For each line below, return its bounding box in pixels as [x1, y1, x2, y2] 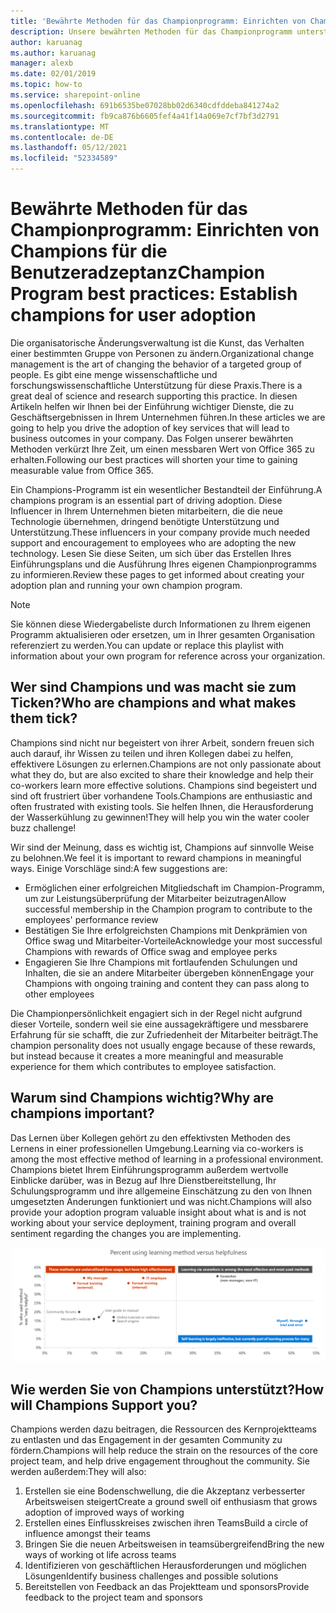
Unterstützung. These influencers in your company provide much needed [10, 526, 310, 538]
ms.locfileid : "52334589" [10, 153, 118, 164]
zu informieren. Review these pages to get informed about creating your [10, 568, 305, 580]
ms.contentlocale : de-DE [10, 132, 114, 142]
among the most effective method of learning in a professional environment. [10, 1153, 324, 1165]
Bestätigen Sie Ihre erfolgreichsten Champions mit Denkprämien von [24, 924, 308, 936]
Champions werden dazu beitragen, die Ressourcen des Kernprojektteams [10, 1423, 317, 1435]
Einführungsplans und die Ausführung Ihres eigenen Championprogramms [10, 558, 317, 570]
